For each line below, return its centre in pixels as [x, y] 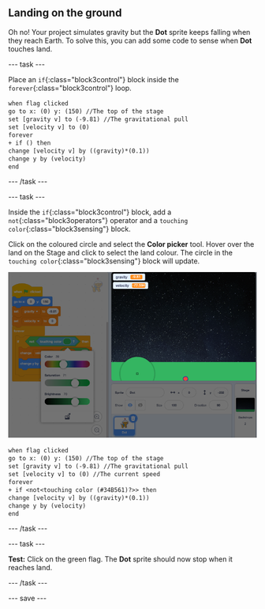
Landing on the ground [65, 13]
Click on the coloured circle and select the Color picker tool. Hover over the [131, 244]
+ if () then [30, 143]
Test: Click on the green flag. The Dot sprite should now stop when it [120, 559]
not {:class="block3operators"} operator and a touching [98, 220]
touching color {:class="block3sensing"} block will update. [104, 261]
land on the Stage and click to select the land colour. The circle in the [120, 252]
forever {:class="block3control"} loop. [70, 88]
